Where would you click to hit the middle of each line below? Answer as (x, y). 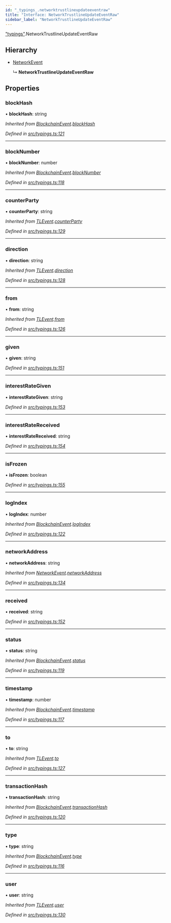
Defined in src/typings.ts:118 (35, 183)
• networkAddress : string (33, 563)
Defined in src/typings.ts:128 (35, 280)
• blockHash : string (26, 114)
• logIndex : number (26, 514)
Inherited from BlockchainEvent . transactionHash (56, 807)
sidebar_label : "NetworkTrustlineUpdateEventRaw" (59, 19)
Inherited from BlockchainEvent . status (45, 660)
